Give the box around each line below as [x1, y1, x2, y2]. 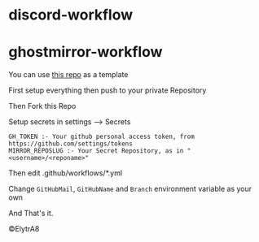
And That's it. [8, 209, 54, 218]
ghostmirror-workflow [8, 43, 163, 62]
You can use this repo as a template [8, 70, 129, 80]
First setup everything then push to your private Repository [8, 85, 207, 95]
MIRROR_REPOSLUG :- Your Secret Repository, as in [8, 147, 184, 155]
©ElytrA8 [8, 224, 40, 234]
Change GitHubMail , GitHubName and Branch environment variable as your [8, 184, 252, 194]
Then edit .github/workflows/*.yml [8, 168, 123, 178]
